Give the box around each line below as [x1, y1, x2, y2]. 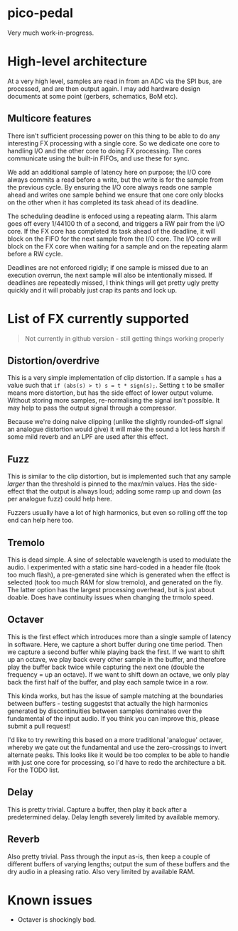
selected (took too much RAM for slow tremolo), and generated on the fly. [7, 578, 223, 587]
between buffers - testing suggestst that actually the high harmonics [7, 699, 208, 707]
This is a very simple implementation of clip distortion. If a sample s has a [7, 374, 222, 382]
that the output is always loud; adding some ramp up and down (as [26, 487, 222, 496]
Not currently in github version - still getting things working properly [24, 334, 225, 342]
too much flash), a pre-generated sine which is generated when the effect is [7, 570, 231, 579]
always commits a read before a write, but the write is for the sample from [7, 175, 224, 184]
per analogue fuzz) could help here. [7, 495, 112, 503]
